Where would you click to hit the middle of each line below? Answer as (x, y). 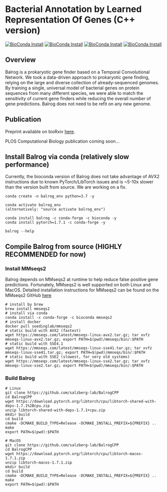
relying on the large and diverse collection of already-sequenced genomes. (82, 82)
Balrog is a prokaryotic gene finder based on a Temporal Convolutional (78, 72)
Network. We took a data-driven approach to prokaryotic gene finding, (77, 77)
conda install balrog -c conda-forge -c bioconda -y (61, 218)
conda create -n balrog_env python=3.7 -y (50, 196)
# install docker (23, 322)
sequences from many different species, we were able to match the (74, 93)
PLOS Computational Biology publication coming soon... (62, 141)
